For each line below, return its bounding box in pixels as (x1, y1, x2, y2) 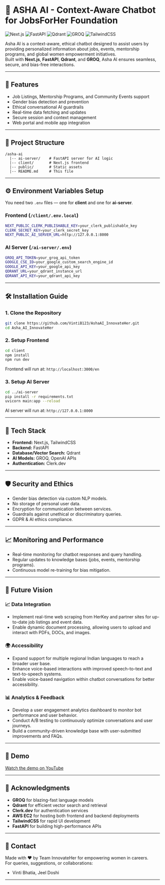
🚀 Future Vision (5, 586, 53, 594)
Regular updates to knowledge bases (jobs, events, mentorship (12, 556, 140, 562)
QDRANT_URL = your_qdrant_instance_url (5, 269, 82, 274)
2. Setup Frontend (5, 337, 49, 344)
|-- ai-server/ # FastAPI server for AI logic (9, 156, 113, 161)
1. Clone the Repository (5, 309, 61, 316)
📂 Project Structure (5, 139, 65, 147)
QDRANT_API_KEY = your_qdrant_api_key (5, 274, 80, 278)
